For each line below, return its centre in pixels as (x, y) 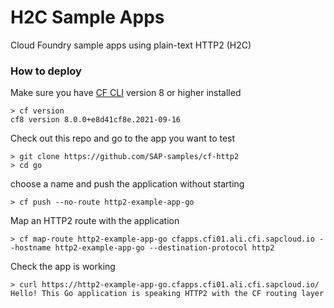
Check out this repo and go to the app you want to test (123, 138)
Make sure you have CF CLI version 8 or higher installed (126, 93)
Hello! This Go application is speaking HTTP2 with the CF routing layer (167, 294)
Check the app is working (63, 267)
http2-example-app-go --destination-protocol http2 (164, 248)
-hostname (31, 248)
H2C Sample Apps (87, 17)
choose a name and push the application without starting (127, 184)
